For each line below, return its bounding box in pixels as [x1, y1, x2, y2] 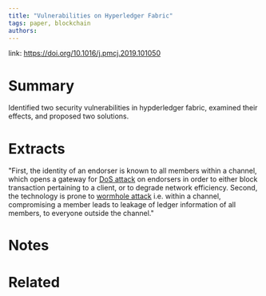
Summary [8, 77, 74, 94]
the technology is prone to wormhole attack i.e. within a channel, [8, 191, 221, 201]
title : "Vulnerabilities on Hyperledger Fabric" [8, 11, 173, 20]
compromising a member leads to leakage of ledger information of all [8, 200, 236, 210]
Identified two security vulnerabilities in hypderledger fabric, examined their [8, 103, 258, 113]
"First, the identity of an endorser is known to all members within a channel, [8, 166, 257, 176]
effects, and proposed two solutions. [8, 111, 129, 121]
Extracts [8, 139, 66, 158]
